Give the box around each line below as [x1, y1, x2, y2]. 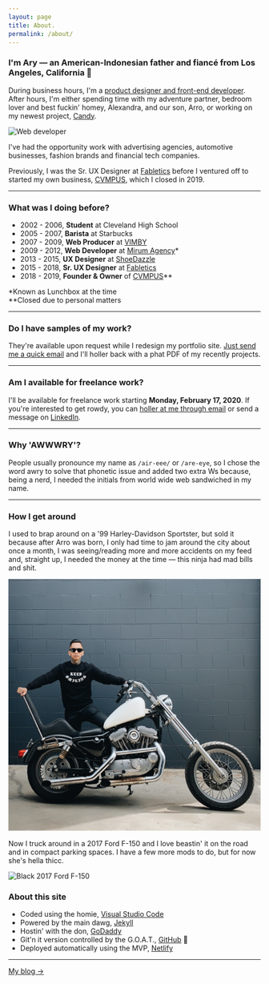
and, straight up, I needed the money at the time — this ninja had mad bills [8, 555, 254, 564]
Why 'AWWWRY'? [8, 440, 82, 451]
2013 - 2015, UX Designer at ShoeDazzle [19, 254, 156, 263]
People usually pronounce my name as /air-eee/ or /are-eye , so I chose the [8, 457, 260, 468]
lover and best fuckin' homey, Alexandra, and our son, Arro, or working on [8, 102, 253, 112]
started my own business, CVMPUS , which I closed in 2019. [8, 175, 205, 184]
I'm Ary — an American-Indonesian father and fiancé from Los [8, 57, 256, 68]
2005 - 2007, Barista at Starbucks [19, 228, 134, 238]
